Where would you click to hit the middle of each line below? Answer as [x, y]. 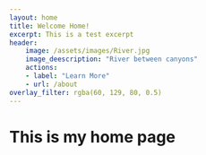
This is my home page [93, 137]
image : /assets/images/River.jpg [88, 51]
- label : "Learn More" [68, 76]
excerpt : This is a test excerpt [72, 34]
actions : [42, 68]
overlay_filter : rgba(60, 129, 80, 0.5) [86, 92]
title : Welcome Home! [50, 26]
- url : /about [51, 84]
